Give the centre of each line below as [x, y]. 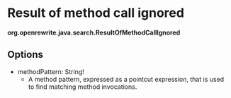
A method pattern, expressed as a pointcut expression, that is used [126, 79]
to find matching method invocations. [83, 87]
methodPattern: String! [51, 71]
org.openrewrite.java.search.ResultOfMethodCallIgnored [94, 32]
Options [26, 55]
